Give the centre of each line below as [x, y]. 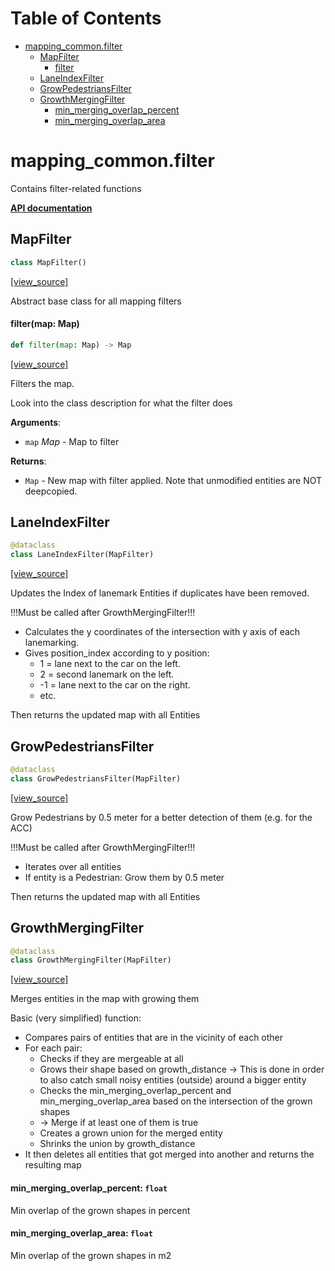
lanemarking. [52, 643]
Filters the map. [42, 383]
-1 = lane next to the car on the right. [115, 685]
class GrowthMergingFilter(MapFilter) [91, 960]
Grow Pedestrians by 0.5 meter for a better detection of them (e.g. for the [161, 817]
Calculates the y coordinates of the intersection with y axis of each [162, 632]
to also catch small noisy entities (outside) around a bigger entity [173, 1080]
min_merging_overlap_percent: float [89, 1188]
